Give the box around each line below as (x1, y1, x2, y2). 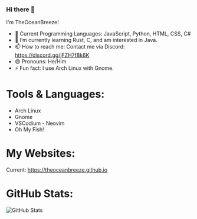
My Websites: (6, 147, 75, 160)
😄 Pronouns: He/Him (14, 58, 67, 65)
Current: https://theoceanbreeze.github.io (6, 166, 108, 173)
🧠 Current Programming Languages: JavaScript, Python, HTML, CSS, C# (14, 30, 191, 37)
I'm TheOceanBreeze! (6, 19, 59, 26)
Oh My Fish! (14, 126, 44, 133)
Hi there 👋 (6, 5, 35, 14)
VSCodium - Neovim (14, 120, 65, 127)
